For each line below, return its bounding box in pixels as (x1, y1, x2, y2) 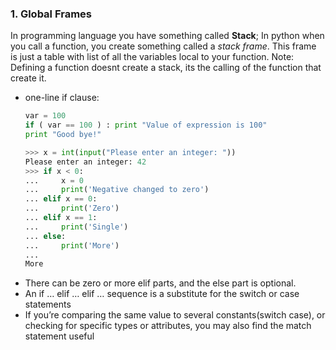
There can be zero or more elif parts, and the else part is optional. (24, 277, 297, 289)
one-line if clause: (24, 92, 100, 104)
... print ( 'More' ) (24, 240, 120, 251)
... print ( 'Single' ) (24, 222, 129, 232)
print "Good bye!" (24, 130, 102, 140)
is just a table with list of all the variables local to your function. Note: (10, 51, 295, 63)
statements (24, 298, 72, 311)
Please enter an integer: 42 (24, 157, 147, 167)
